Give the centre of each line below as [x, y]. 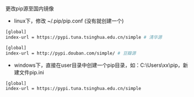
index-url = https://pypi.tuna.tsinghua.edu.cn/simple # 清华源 [84, 37]
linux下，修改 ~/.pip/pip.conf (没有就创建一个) [69, 21]
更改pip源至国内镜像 [30, 8]
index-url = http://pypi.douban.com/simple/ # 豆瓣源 [71, 53]
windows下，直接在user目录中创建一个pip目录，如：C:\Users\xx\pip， [98, 65]
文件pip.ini [31, 72]
